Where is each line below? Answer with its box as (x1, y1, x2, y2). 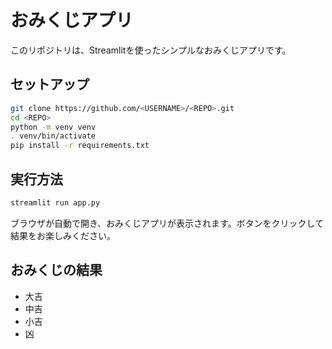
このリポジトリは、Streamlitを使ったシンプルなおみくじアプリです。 (10, 44, 292, 56)
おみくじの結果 (10, 262, 103, 279)
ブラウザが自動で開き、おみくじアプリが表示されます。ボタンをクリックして (10, 217, 325, 229)
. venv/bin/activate (10, 131, 97, 141)
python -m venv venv (10, 122, 97, 132)
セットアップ (10, 76, 90, 93)
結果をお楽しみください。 (10, 229, 116, 241)
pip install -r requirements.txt (10, 141, 150, 151)
